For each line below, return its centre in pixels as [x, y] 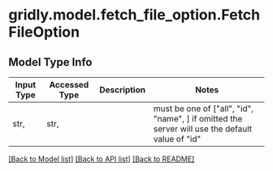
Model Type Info [50, 62]
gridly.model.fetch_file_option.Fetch [134, 15]
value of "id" [177, 139]
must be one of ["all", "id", [204, 109]
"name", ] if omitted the [198, 119]
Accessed [69, 85]
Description [123, 90]
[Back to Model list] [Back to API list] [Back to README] [102, 159]
